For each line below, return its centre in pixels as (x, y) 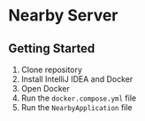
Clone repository (52, 69)
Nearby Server (63, 16)
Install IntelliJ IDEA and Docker (77, 79)
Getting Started (52, 48)
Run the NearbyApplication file (77, 107)
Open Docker (45, 89)
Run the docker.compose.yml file (79, 98)
